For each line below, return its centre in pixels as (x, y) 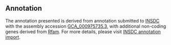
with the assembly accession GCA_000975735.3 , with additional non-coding (86, 26)
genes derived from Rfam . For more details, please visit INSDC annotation (83, 31)
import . (13, 37)
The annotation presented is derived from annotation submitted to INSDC (82, 20)
